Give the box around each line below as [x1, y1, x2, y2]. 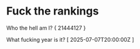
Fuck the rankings [6, 4, 99, 18]
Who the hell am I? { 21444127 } [6, 24, 86, 31]
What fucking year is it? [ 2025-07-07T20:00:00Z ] [6, 36, 135, 43]
